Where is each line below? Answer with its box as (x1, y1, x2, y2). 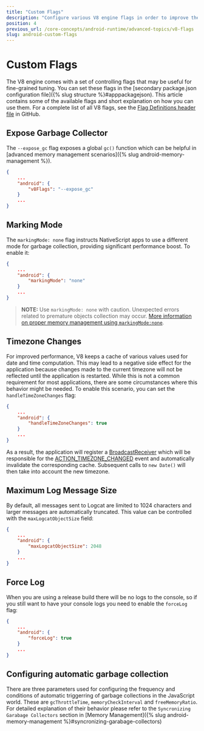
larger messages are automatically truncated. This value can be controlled (6, 508, 192, 515)
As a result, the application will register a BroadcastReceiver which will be (6, 448, 191, 455)
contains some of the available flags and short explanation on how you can (6, 98, 194, 105)
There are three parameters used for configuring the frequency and (6, 685, 175, 693)
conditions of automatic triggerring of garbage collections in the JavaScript (6, 691, 195, 699)
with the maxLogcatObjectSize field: (6, 515, 94, 522)
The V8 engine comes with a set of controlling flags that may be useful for (6, 78, 192, 85)
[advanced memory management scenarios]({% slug (6, 151, 139, 158)
